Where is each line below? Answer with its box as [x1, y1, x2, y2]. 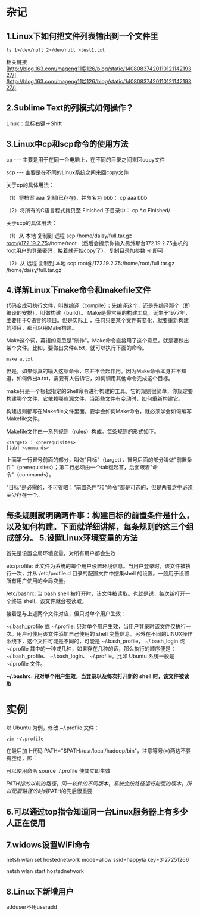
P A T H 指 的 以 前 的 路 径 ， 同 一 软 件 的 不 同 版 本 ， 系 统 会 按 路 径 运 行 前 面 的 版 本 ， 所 [6, 780, 192, 787]
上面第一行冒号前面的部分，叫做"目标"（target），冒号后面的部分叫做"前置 [6, 456, 187, 463]
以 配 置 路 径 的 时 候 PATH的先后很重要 [6, 788, 93, 795]
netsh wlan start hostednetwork [6, 868, 85, 875]
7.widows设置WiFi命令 [6, 840, 90, 850]
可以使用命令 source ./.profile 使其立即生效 [6, 768, 111, 775]
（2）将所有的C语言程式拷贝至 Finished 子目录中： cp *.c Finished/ [6, 206, 171, 213]
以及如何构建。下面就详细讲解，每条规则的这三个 [6, 521, 186, 531]
